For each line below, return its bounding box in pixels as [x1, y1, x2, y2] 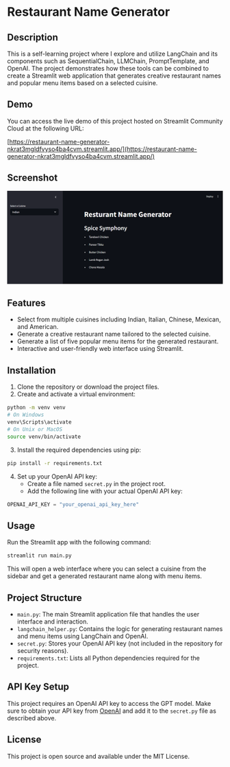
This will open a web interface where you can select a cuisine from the [7, 564, 207, 573]
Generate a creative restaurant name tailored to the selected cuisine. [16, 330, 211, 339]
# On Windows [7, 411, 44, 419]
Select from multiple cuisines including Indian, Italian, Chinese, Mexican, [16, 315, 221, 323]
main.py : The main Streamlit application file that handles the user [16, 610, 200, 618]
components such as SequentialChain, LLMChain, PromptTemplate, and [7, 57, 210, 65]
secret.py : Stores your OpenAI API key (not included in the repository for [16, 639, 223, 648]
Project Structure [7, 592, 82, 604]
